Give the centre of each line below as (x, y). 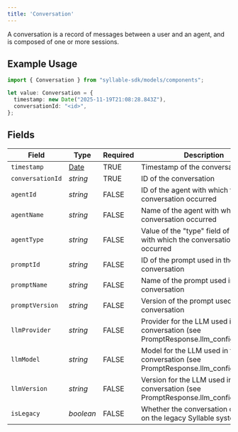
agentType (27, 239)
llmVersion (29, 388)
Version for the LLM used (183, 380)
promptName (29, 285)
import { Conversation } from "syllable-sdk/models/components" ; (106, 80)
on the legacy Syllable (177, 418)
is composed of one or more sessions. (63, 41)
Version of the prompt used (186, 301)
